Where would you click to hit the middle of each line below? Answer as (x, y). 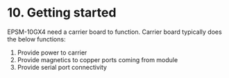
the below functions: (36, 39)
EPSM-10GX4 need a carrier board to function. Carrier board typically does (114, 32)
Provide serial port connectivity (62, 67)
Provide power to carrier (52, 52)
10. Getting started (62, 13)
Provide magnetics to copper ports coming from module (97, 59)
